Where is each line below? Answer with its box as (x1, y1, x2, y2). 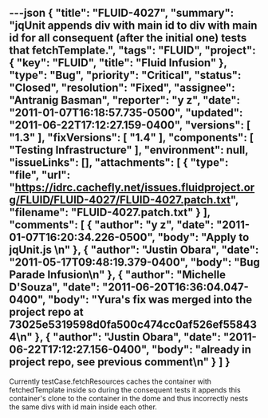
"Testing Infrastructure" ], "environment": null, (9, 144, 249, 157)
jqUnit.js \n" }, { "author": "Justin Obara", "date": (9, 243, 259, 257)
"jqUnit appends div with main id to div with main (9, 19, 258, 33)
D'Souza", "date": (9, 281, 100, 294)
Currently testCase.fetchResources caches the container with (9, 377, 212, 386)
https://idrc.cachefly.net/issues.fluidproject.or (14, 181, 255, 195)
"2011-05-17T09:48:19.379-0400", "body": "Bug (9, 255, 260, 270)
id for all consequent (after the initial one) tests (9, 31, 247, 45)
